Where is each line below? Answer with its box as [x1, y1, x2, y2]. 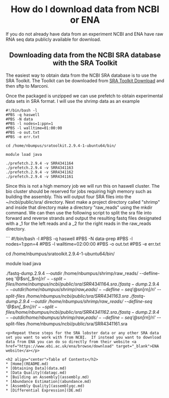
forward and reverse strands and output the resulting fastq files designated [6, 215, 161, 221]
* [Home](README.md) [6, 362, 49, 367]
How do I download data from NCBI [10, 4, 160, 15]
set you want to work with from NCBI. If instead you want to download [6, 335, 161, 340]
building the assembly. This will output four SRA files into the [6, 193, 132, 200]
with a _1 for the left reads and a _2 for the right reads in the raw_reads [6, 220, 151, 226]
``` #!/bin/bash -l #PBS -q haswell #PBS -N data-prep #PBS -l [6, 236, 133, 242]
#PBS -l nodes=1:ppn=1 [6, 121, 53, 126]
